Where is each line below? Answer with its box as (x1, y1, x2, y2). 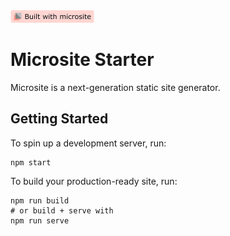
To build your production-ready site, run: (10, 175, 178, 187)
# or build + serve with (10, 205, 114, 216)
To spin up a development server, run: (10, 137, 167, 149)
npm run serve (10, 215, 70, 226)
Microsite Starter (10, 49, 155, 71)
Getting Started (10, 110, 109, 128)
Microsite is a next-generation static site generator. (10, 81, 221, 93)
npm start (10, 157, 52, 168)
